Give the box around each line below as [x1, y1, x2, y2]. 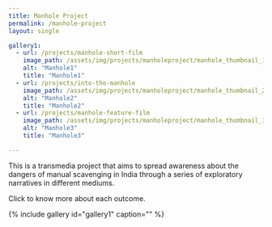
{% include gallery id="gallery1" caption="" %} [8, 209, 164, 219]
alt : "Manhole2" [23, 94, 79, 102]
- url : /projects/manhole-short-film [15, 49, 143, 57]
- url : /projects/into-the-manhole [15, 78, 136, 87]
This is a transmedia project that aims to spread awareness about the [8, 161, 239, 170]
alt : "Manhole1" [23, 64, 79, 73]
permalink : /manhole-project [8, 19, 107, 27]
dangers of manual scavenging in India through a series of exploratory [8, 169, 243, 179]
